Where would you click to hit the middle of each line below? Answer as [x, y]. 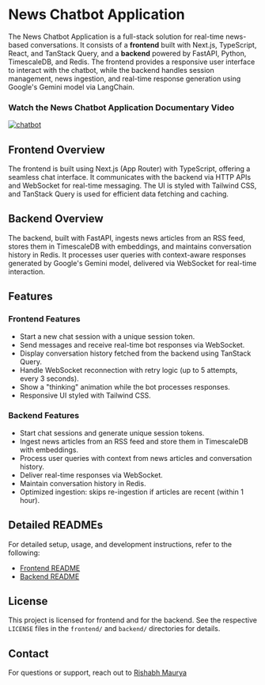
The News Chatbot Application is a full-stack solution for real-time [116, 36]
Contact [28, 654]
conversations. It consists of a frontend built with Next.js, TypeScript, [144, 44]
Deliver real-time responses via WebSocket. [91, 475]
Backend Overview [56, 219]
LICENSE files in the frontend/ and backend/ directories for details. [114, 629]
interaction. [27, 272]
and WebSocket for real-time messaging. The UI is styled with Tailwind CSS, [132, 186]
